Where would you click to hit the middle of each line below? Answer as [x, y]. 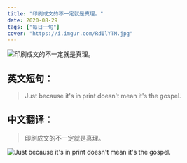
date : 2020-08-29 [33, 20]
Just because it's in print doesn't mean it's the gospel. [103, 96]
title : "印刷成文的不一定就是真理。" [55, 14]
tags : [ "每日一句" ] [34, 27]
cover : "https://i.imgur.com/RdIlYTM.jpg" [70, 33]
